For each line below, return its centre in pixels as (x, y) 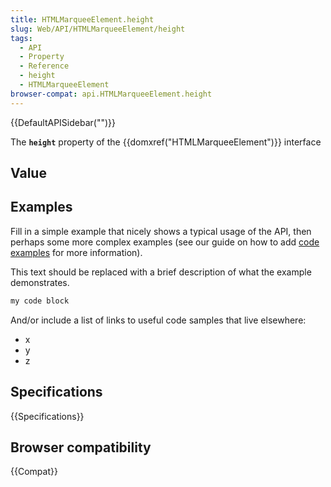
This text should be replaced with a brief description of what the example (161, 272)
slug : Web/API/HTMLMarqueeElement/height (98, 29)
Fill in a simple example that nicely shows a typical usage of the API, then (161, 231)
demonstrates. (40, 282)
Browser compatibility (81, 447)
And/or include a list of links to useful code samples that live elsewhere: (158, 320)
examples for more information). (76, 252)
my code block (40, 301)
